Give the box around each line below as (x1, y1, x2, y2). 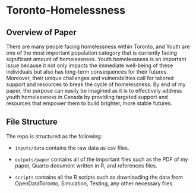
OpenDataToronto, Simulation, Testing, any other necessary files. (14, 179, 174, 187)
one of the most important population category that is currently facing (6, 49, 177, 56)
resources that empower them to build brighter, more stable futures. (6, 100, 172, 107)
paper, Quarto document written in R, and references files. (14, 162, 157, 169)
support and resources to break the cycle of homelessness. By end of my (6, 81, 186, 88)
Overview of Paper (6, 27, 77, 37)
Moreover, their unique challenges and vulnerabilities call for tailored (6, 75, 174, 81)
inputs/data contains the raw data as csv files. (14, 144, 129, 151)
